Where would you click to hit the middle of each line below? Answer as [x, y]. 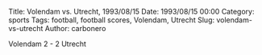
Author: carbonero [75, 28]
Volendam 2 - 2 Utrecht [48, 44]
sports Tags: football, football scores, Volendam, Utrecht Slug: [112, 20]
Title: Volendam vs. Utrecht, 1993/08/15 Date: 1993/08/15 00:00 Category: [131, 12]
